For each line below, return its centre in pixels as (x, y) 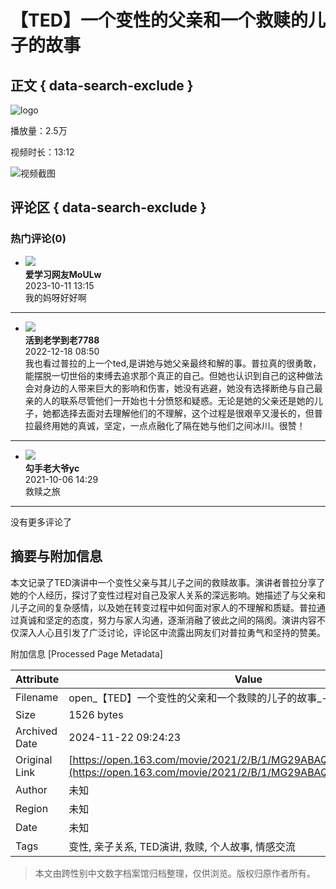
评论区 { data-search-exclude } (108, 207)
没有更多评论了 (41, 522)
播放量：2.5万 (39, 130)
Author (31, 789)
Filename (37, 697)
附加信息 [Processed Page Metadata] (86, 653)
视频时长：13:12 (42, 152)
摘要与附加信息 (56, 556)
